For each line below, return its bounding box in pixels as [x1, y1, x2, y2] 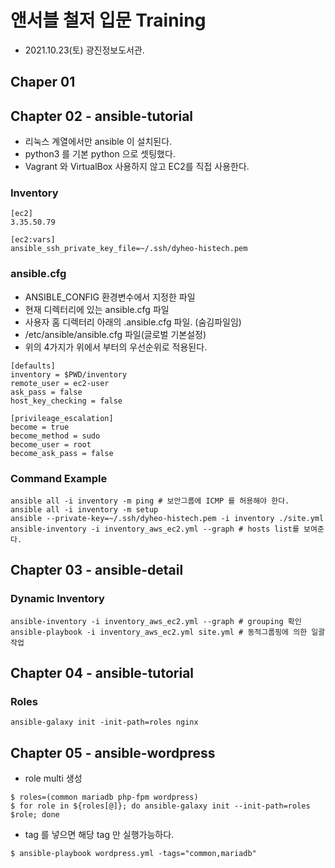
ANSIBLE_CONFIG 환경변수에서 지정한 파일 [24, 291, 196, 303]
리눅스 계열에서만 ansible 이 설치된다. [24, 136, 173, 148]
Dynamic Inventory [10, 592, 105, 606]
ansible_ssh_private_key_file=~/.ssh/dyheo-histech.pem [10, 244, 248, 254]
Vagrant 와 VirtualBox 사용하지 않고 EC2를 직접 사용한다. [24, 161, 250, 173]
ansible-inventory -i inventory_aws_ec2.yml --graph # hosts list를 [10, 524, 300, 535]
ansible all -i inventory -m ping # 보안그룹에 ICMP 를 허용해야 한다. [10, 496, 290, 506]
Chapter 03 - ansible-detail [10, 562, 184, 579]
